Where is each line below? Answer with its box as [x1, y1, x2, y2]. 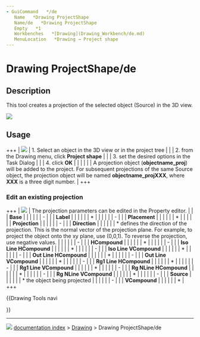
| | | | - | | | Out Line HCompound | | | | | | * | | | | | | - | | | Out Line [6, 251, 167, 259]
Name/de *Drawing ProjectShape [14, 20, 97, 26]
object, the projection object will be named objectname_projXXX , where [6, 171, 185, 179]
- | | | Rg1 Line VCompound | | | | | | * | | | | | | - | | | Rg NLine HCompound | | [6, 264, 194, 272]
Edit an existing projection [6, 193, 83, 201]
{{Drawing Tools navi [6, 295, 58, 302]
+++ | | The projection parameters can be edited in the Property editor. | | [6, 207, 193, 214]
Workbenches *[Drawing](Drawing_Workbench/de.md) [14, 31, 145, 37]
